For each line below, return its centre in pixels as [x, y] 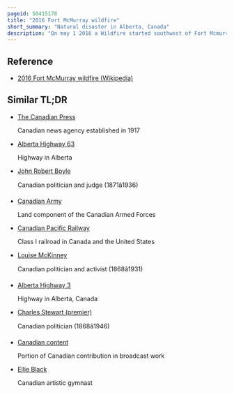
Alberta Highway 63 [46, 144]
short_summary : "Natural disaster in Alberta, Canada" [88, 26]
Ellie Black [32, 369]
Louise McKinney [42, 255]
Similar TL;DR [37, 100]
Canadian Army [40, 201]
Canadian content [43, 342]
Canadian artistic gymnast [55, 382]
